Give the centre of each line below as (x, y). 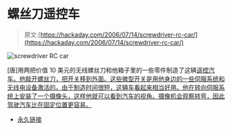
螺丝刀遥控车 (44, 14)
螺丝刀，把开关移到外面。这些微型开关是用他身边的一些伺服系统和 (131, 78)
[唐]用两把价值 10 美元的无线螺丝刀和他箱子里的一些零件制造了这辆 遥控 (108, 70)
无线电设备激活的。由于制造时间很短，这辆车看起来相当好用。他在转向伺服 (113, 87)
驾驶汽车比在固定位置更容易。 (49, 104)
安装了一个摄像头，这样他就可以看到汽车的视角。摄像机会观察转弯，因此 (122, 96)
